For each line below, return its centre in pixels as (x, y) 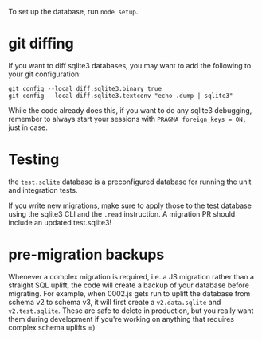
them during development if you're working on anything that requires (121, 319)
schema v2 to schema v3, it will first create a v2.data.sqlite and (115, 302)
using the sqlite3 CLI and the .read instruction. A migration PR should (122, 213)
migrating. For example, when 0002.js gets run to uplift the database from (129, 293)
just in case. (28, 127)
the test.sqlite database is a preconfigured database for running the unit (130, 182)
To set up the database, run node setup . (73, 12)
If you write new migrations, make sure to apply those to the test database (130, 205)
